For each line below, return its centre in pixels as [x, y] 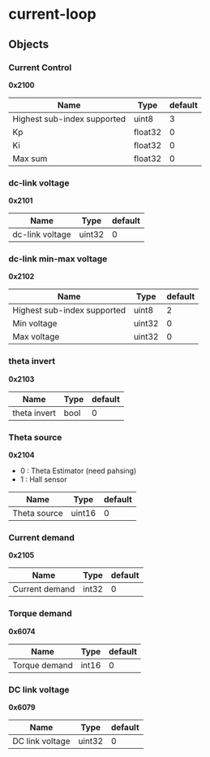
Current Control [40, 68]
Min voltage [35, 324]
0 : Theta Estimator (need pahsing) [78, 471]
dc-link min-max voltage [58, 259]
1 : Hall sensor [43, 479]
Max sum [30, 158]
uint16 [84, 514]
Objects [29, 44]
